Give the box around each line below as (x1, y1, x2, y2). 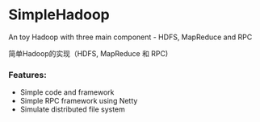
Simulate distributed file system (19, 104, 125, 114)
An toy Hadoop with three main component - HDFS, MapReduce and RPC (8, 32, 253, 42)
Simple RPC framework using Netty (19, 96, 138, 106)
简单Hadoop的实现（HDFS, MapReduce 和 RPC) (8, 48, 169, 58)
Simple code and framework (19, 87, 115, 97)
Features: (8, 69, 47, 80)
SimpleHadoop (8, 6, 111, 24)
